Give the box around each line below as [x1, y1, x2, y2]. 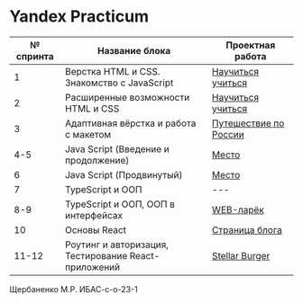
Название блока [97, 44, 171, 57]
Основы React [64, 223, 127, 236]
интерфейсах [64, 209, 124, 221]
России [211, 128, 245, 140]
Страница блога [211, 223, 282, 236]
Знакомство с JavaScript [64, 76, 174, 89]
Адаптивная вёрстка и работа [64, 117, 197, 129]
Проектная [225, 39, 276, 51]
